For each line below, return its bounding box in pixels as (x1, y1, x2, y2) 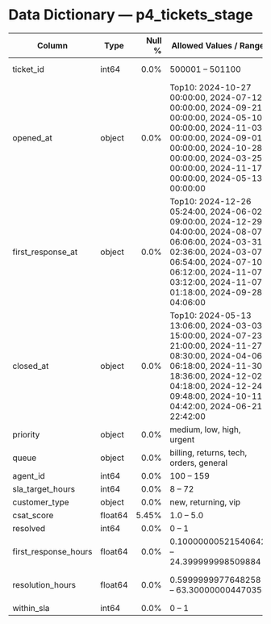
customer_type (12, 496, 70, 508)
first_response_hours (12, 546, 93, 557)
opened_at (12, 132, 52, 143)
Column (36, 40, 69, 51)
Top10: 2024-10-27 (169, 82, 252, 93)
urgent (169, 433, 195, 445)
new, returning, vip (169, 496, 241, 508)
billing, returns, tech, (169, 446, 248, 458)
